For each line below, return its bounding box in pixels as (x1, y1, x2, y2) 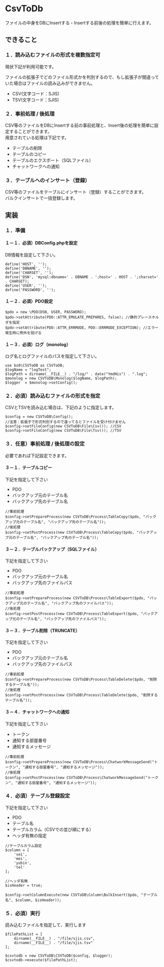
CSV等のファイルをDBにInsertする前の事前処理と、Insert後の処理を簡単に (5, 122, 154, 128)
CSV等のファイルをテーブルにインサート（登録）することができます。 (5, 189, 146, 195)
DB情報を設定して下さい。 (5, 251, 58, 258)
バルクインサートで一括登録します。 (5, 195, 78, 201)
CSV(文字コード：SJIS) (12, 90, 60, 96)
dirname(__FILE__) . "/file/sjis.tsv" (14, 940, 93, 945)
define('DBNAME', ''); (5, 266, 51, 271)
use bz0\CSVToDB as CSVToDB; (5, 363, 65, 368)
